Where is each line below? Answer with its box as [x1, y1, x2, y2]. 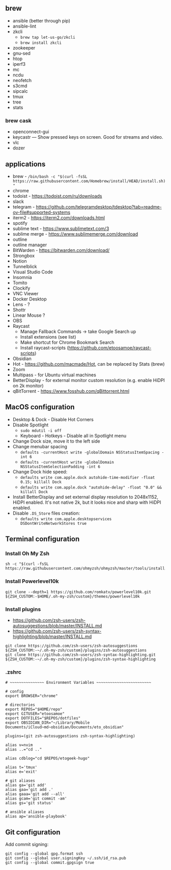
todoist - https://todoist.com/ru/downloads [12, 193, 103, 199]
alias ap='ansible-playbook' [5, 814, 67, 819]
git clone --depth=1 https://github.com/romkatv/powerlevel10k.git [5, 589, 152, 595]
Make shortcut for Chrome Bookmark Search [20, 339, 115, 345]
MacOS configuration [5, 403, 75, 412]
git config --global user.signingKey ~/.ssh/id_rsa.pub [5, 856, 126, 861]
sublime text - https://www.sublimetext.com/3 [12, 225, 109, 232]
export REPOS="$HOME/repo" [5, 707, 63, 712]
